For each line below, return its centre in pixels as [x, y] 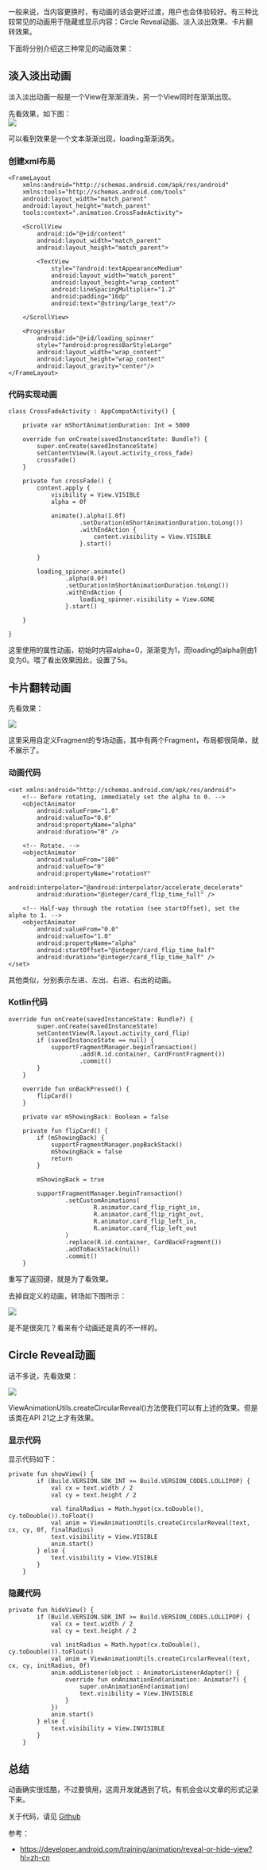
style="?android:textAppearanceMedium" [116, 269]
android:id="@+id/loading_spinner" [96, 338]
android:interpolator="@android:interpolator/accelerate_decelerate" [126, 887]
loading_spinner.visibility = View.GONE [147, 599]
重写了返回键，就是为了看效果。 [60, 1279]
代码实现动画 [33, 395]
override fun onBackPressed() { [76, 1089]
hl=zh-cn [35, 1858]
